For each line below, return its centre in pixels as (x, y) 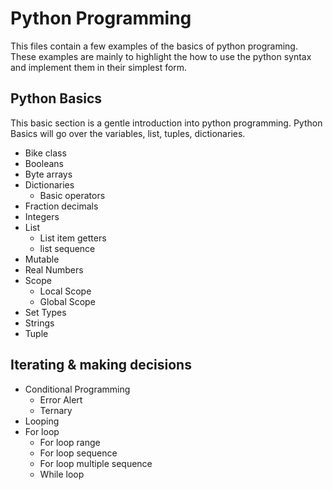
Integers (42, 216)
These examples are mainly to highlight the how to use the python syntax (161, 56)
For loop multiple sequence (96, 463)
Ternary (56, 410)
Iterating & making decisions (101, 365)
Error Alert (61, 399)
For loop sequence (78, 453)
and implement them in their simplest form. (99, 67)
